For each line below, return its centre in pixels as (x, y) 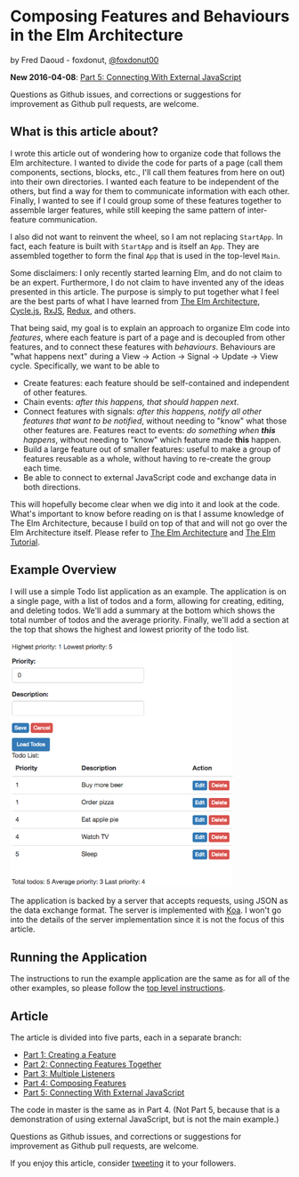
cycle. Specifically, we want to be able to (85, 366)
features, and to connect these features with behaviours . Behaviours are (143, 347)
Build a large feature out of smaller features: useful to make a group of (152, 449)
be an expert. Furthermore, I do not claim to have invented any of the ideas (147, 282)
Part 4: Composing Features (75, 1084)
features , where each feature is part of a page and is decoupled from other (148, 337)
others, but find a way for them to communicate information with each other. (150, 191)
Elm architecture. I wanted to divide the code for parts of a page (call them (147, 163)
